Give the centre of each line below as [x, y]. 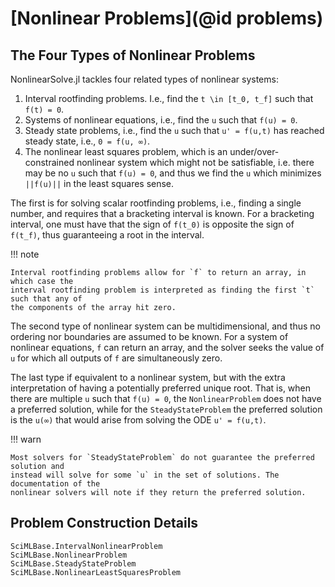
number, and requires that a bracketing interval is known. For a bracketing [162, 213]
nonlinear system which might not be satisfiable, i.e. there [195, 162]
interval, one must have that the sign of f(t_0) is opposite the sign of [152, 224]
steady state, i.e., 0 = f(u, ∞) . [87, 141]
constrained [49, 162]
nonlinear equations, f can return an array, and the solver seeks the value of [167, 347]
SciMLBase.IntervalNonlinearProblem [86, 546]
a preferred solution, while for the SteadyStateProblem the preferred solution [166, 409]
